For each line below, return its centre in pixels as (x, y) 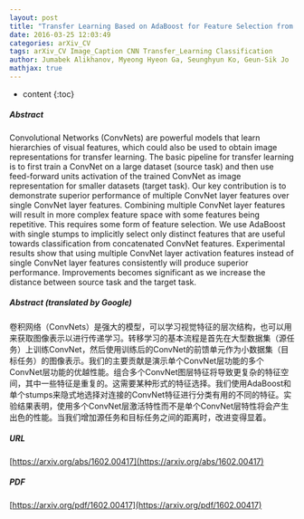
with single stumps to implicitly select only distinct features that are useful (147, 234)
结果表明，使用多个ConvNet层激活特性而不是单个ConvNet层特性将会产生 (153, 406)
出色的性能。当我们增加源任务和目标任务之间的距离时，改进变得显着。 (140, 417)
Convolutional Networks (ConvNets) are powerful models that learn (135, 138)
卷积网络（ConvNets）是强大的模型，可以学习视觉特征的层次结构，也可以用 (151, 326)
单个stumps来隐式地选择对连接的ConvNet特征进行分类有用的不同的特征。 (147, 394)
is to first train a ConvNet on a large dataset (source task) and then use (142, 166)
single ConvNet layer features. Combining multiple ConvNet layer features (147, 205)
